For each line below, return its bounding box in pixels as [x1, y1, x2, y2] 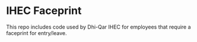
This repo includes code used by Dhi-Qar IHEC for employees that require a [6, 23, 191, 30]
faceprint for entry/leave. [6, 29, 67, 36]
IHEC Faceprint [6, 4, 82, 17]
